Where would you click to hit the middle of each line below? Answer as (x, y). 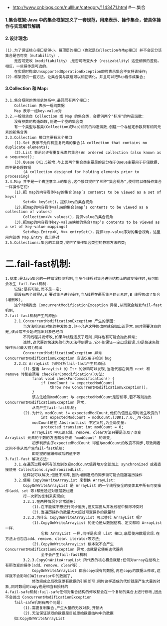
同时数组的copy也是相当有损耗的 (40, 586)
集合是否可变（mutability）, (32, 56)
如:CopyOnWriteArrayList (39, 618)
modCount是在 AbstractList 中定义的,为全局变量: (79, 423)
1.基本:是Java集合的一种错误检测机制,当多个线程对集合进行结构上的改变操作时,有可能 (82, 278)
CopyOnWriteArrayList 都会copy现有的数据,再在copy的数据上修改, (94, 570)
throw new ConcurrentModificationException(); (99, 387)
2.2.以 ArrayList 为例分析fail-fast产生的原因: (61, 364)
